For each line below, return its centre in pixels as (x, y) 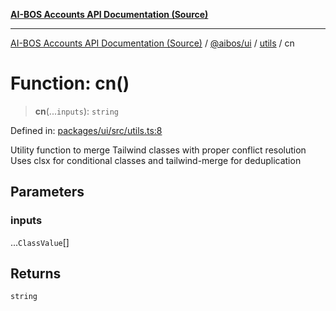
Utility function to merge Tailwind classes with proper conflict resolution (158, 150)
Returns (36, 274)
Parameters (47, 192)
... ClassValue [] (40, 242)
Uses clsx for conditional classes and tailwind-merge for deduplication (156, 160)
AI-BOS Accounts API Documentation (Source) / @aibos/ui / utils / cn (152, 43)
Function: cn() (70, 83)
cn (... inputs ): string (76, 111)
